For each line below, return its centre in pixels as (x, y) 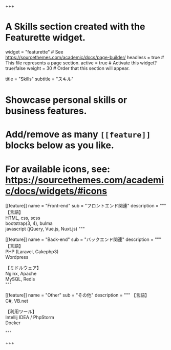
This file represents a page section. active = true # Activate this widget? (81, 63)
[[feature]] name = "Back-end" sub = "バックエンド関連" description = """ (83, 239)
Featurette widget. (46, 38)
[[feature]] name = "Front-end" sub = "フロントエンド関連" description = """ (86, 206)
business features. (46, 111)
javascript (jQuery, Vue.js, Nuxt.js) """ (45, 229)
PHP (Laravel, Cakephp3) (32, 252)
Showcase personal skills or (66, 100)
